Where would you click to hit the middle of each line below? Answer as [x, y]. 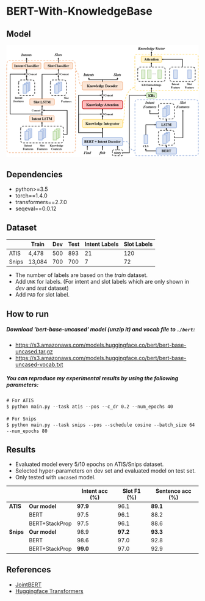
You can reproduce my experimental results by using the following [92, 378]
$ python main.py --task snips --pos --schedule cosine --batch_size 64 [101, 425]
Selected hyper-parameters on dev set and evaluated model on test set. [106, 471]
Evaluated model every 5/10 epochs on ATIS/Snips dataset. [89, 464]
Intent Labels [102, 244]
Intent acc [95, 491]
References [29, 570]
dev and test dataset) [42, 288]
